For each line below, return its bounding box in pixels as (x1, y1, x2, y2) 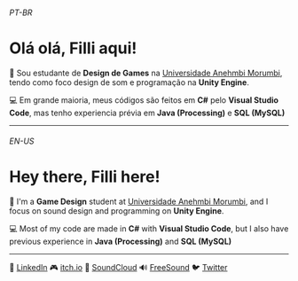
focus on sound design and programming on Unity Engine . (9, 206, 224, 216)
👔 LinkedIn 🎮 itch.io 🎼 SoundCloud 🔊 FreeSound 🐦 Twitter (9, 262, 228, 273)
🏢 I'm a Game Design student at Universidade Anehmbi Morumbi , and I (9, 196, 269, 207)
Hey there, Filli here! (9, 167, 161, 187)
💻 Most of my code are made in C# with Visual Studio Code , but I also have (9, 223, 289, 234)
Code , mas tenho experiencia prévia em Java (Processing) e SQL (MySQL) (9, 107, 286, 118)
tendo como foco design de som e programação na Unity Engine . (9, 76, 250, 88)
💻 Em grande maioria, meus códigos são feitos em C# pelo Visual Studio (9, 94, 279, 105)
